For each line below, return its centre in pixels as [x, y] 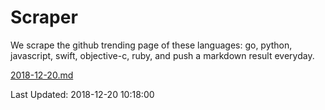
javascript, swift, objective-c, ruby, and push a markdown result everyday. [162, 55]
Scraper [44, 17]
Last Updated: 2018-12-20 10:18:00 [82, 94]
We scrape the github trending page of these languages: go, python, [151, 45]
